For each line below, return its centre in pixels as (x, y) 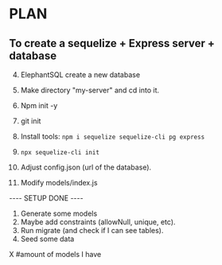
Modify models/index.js (59, 183)
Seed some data (47, 239)
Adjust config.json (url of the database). (86, 167)
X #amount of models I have (55, 254)
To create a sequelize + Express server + (112, 43)
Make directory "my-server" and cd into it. (90, 90)
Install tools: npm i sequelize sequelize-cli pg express (113, 136)
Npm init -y (39, 105)
